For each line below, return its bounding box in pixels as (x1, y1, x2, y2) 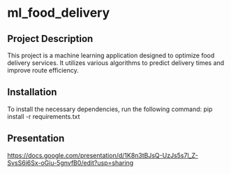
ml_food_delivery (7, 5, 110, 21)
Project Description (7, 33, 94, 45)
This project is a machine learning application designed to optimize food (7, 51, 215, 59)
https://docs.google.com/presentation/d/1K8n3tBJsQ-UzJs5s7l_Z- (7, 151, 199, 159)
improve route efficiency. (7, 66, 79, 74)
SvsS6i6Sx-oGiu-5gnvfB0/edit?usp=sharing (7, 159, 134, 167)
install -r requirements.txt (7, 112, 80, 120)
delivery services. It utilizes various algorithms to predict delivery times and (7, 59, 225, 67)
